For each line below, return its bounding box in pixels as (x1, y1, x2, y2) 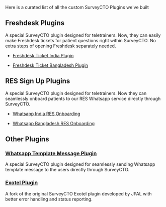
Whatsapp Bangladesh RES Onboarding (12, 120, 95, 126)
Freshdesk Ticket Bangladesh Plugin (12, 62, 89, 68)
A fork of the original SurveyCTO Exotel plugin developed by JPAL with (5, 190, 152, 196)
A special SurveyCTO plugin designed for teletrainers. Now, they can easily (5, 32, 161, 38)
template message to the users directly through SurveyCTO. (5, 167, 130, 173)
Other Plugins (5, 135, 49, 144)
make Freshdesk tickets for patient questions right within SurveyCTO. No (5, 37, 156, 43)
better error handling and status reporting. (5, 196, 93, 202)
